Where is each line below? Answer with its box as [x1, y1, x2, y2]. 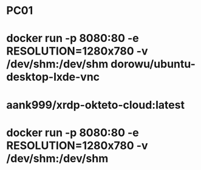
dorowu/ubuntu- [110, 57, 196, 71]
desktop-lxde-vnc [6, 70, 100, 84]
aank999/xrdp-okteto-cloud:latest [6, 98, 185, 112]
